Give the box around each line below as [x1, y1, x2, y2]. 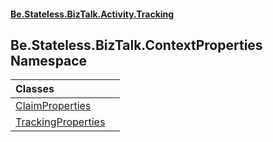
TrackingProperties [15, 115, 106, 129]
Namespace [10, 52, 88, 69]
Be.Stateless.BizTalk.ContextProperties [10, 36, 263, 54]
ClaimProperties [15, 99, 92, 113]
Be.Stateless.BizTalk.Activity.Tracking [10, 8, 175, 20]
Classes [15, 82, 55, 96]
